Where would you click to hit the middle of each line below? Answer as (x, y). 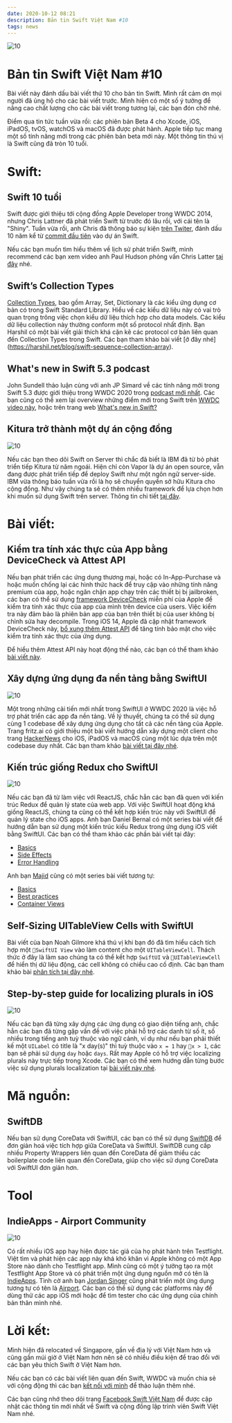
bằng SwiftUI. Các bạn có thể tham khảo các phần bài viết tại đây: (101, 834)
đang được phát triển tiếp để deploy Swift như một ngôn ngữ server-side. (111, 474)
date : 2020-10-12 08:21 (42, 14)
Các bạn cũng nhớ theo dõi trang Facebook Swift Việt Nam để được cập (110, 1399)
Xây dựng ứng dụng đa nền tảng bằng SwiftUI (107, 679)
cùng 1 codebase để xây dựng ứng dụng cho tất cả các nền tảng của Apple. (115, 723)
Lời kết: (29, 1331)
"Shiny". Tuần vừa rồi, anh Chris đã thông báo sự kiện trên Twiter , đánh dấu (115, 229)
